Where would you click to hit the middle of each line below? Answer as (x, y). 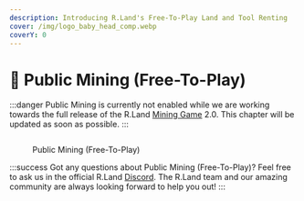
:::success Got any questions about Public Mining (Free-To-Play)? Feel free (151, 167)
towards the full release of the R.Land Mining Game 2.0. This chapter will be (152, 115)
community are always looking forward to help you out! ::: (118, 186)
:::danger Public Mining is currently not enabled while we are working (140, 105)
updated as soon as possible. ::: (69, 125)
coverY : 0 (28, 35)
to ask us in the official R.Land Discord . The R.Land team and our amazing (148, 177)
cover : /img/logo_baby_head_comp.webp (83, 26)
